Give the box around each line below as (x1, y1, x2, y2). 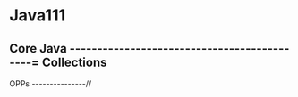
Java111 (9, 5, 66, 26)
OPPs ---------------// (9, 78, 92, 89)
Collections (41, 54, 107, 69)
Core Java (9, 41, 67, 56)
